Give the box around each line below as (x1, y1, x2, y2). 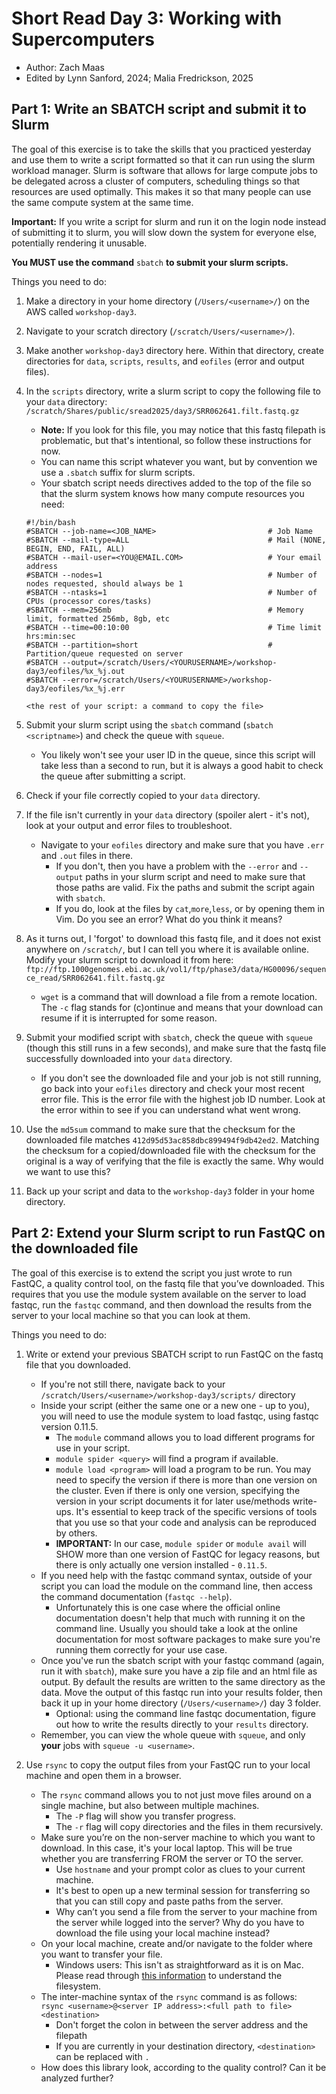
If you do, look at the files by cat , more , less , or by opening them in (55, 902, 326, 914)
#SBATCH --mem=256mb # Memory (25, 605, 304, 615)
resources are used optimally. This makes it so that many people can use (11, 185, 312, 197)
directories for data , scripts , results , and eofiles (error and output (25, 355, 305, 367)
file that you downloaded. (25, 1358, 131, 1371)
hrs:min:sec (25, 631, 76, 641)
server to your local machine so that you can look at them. (11, 1309, 251, 1321)
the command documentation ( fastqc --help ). (40, 1590, 233, 1602)
